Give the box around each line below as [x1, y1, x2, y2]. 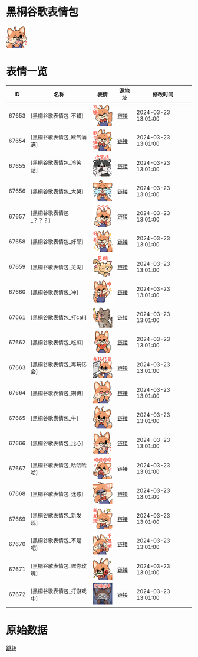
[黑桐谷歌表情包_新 [30, 512, 77, 519]
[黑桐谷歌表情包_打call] [30, 314, 87, 321]
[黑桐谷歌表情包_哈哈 [30, 461, 82, 469]
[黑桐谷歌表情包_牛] [30, 415, 78, 422]
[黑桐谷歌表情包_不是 [30, 537, 82, 544]
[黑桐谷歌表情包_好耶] [30, 238, 84, 245]
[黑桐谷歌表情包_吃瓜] [30, 339, 84, 346]
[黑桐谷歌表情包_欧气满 [30, 134, 87, 141]
